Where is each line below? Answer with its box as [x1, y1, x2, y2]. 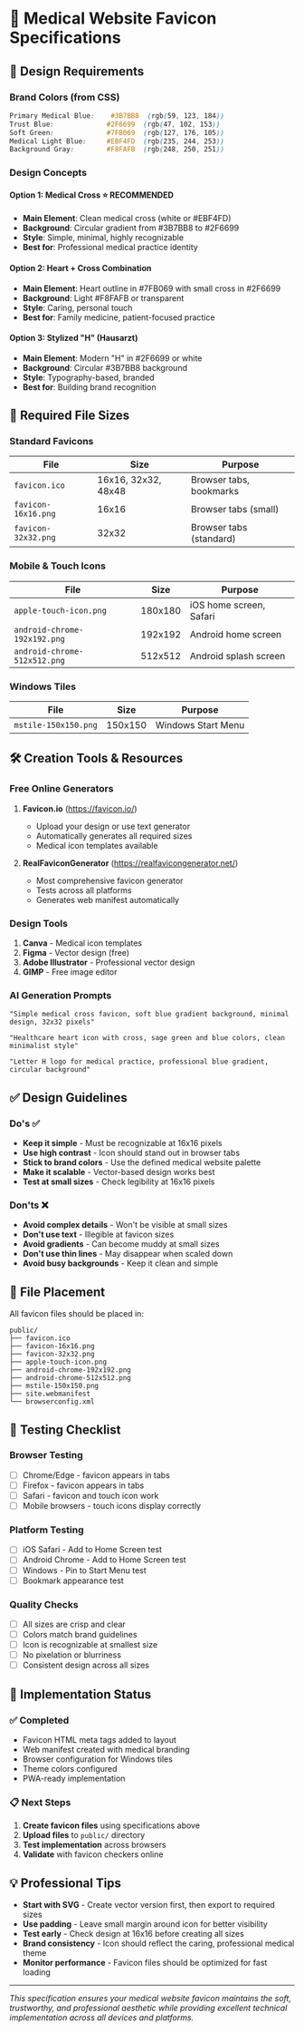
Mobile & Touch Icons [9, 559, 107, 572]
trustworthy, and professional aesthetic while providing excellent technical [9, 2003, 288, 2014]
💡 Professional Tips [9, 1875, 122, 1891]
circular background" [9, 1065, 91, 1074]
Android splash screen [189, 649, 286, 662]
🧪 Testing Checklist [9, 1422, 121, 1437]
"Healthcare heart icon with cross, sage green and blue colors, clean [9, 1034, 285, 1043]
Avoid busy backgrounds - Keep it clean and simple [22, 1258, 219, 1269]
